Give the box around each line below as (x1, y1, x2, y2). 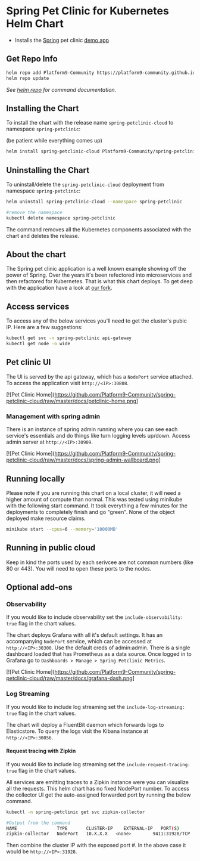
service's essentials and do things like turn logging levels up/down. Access (6, 432, 190, 439)
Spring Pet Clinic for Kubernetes (6, 4, 170, 18)
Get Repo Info (6, 54, 58, 64)
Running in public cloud (6, 543, 96, 553)
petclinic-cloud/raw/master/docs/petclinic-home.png (6, 397, 137, 404)
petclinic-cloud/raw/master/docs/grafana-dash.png (6, 675, 133, 682)
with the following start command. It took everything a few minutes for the (6, 502, 187, 509)
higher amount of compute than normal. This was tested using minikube (6, 495, 183, 503)
